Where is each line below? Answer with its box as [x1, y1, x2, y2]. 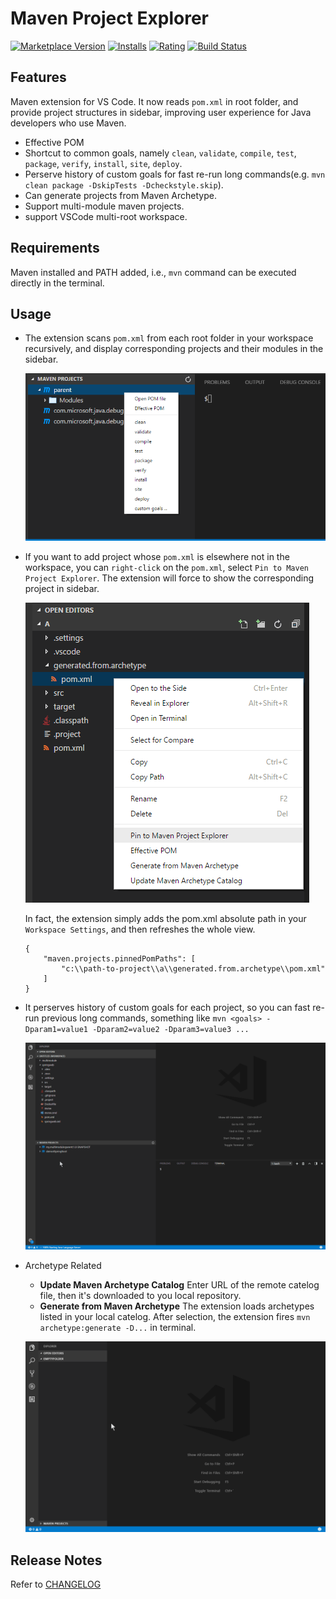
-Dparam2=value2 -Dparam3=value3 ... [92, 1024, 250, 1034]
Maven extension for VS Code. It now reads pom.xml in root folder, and [10, 95, 299, 107]
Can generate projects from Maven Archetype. [24, 189, 217, 201]
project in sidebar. [24, 582, 100, 594]
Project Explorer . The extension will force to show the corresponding [24, 572, 315, 584]
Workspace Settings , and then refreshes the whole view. [24, 923, 256, 935]
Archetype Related [24, 1259, 102, 1271]
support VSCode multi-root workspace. [24, 210, 188, 222]
